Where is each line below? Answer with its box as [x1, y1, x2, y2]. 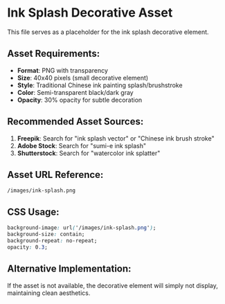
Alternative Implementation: [7, 263, 132, 275]
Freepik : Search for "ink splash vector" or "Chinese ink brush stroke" [17, 134, 215, 143]
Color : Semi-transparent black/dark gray [17, 88, 134, 96]
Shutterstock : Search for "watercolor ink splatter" [17, 149, 161, 157]
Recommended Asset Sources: [7, 116, 144, 127]
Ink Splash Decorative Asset [7, 5, 173, 21]
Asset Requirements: [7, 48, 100, 60]
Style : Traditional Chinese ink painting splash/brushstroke [17, 81, 183, 89]
